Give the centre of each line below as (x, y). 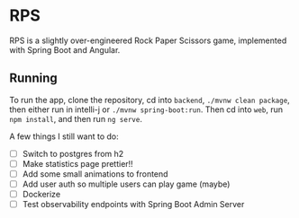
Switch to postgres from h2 (73, 153)
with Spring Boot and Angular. (65, 49)
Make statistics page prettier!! (77, 163)
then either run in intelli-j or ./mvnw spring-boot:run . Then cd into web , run (146, 109)
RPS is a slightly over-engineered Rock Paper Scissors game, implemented (148, 40)
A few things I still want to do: (64, 136)
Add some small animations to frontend (95, 174)
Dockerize (41, 194)
